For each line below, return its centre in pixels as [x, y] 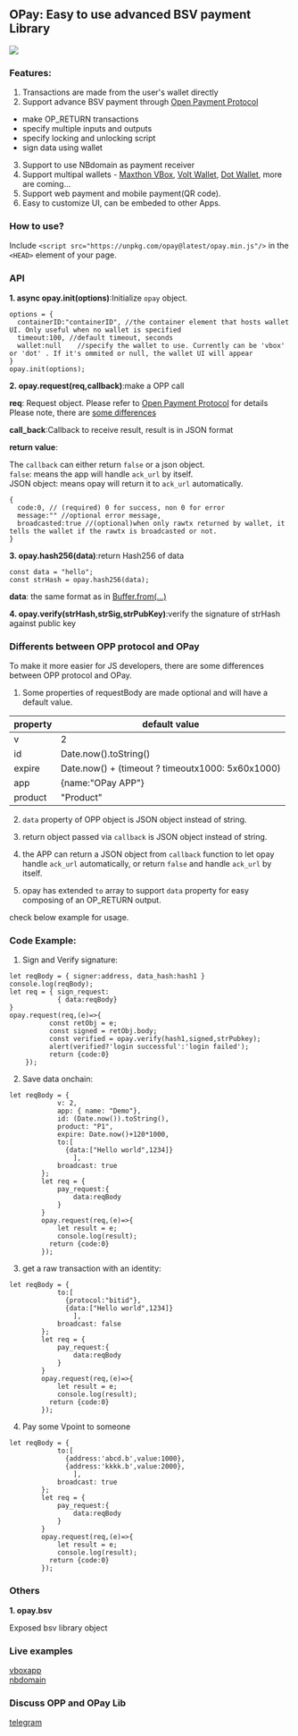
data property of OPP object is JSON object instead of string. [134, 819]
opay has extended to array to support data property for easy [136, 890]
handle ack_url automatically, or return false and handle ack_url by [147, 864]
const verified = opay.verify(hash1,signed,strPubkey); [155, 1039]
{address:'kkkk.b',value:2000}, [125, 1467]
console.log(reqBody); [51, 984]
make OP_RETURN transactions [80, 119]
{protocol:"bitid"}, [103, 1300]
